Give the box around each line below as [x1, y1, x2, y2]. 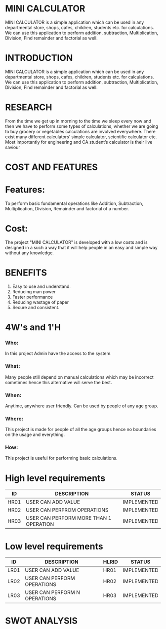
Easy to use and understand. [12, 283, 71, 289]
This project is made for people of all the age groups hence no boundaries [5, 427, 157, 432]
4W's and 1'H [5, 322, 61, 333]
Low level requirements [5, 541, 103, 552]
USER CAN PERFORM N [25, 589, 81, 596]
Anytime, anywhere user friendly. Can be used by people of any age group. [5, 403, 159, 409]
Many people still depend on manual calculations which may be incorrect [5, 374, 154, 380]
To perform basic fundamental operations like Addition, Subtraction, [5, 200, 143, 206]
